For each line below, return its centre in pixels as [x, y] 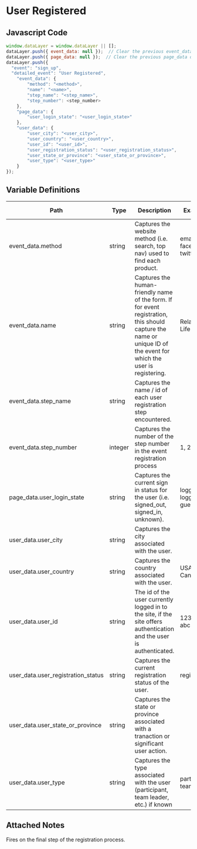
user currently [154, 599]
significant [149, 743]
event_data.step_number [43, 447]
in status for [151, 490]
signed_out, [151, 504]
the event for [152, 351]
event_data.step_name [40, 401]
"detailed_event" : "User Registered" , [59, 73]
